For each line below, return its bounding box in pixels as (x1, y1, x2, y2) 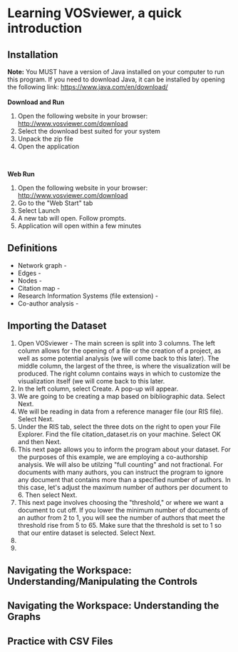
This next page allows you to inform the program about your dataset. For (17, 445, 232, 453)
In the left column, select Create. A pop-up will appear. (17, 384, 179, 393)
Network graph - (17, 261, 67, 269)
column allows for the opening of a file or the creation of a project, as (17, 346, 222, 355)
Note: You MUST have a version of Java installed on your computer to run (7, 68, 224, 76)
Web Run (7, 170, 35, 178)
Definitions (7, 242, 58, 254)
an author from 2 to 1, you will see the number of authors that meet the (17, 513, 226, 522)
